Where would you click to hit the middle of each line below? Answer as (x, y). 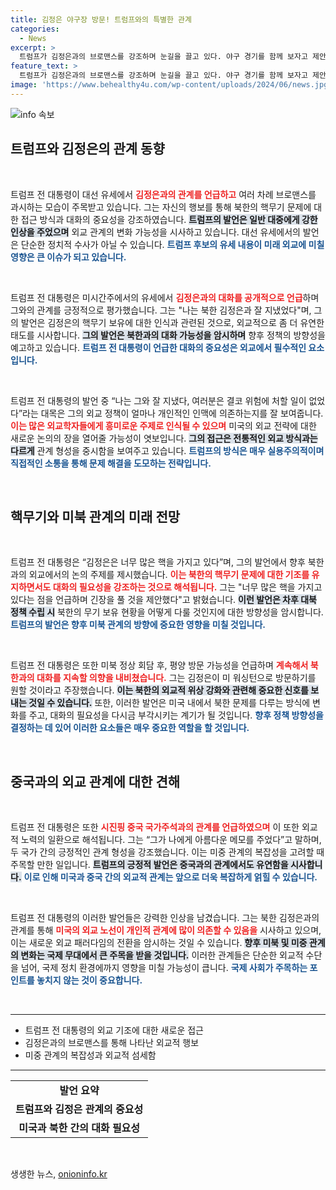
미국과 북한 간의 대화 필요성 (79, 1128)
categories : (35, 29)
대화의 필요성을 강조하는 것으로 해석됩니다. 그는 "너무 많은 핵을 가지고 (187, 587)
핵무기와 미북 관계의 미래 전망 (95, 516)
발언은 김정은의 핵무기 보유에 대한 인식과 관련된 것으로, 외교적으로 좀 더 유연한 (172, 322)
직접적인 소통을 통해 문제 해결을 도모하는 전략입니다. (111, 463)
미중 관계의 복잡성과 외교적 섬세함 (90, 1055)
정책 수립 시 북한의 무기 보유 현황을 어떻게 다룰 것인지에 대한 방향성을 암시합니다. (167, 612)
